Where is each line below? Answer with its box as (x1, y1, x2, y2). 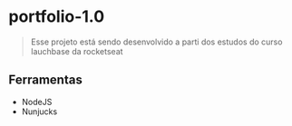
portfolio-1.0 (8, 6, 105, 27)
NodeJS (21, 96, 53, 107)
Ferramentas (8, 73, 83, 88)
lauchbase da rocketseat (30, 45, 123, 56)
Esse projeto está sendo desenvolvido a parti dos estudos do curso (30, 36, 283, 47)
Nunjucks (21, 106, 58, 117)
